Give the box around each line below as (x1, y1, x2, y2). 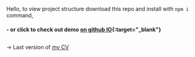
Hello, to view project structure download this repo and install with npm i (6, 6, 189, 12)
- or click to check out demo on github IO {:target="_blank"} (6, 26, 161, 33)
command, (6, 12, 34, 19)
